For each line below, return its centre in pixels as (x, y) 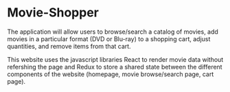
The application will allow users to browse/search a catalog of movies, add (113, 32)
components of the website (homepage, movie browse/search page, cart (111, 74)
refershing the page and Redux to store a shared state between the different (115, 67)
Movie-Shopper (53, 13)
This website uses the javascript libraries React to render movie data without (115, 59)
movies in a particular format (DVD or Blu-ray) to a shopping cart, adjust (109, 38)
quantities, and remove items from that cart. (69, 46)
